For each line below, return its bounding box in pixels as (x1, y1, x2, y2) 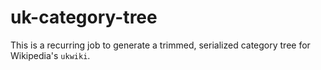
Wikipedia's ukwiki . (10, 49, 91, 61)
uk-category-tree (10, 6, 158, 29)
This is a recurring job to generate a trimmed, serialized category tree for (10, 39, 311, 51)
